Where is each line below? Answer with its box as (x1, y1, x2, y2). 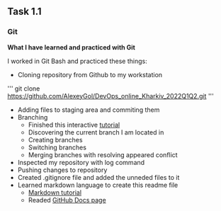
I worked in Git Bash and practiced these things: (7, 57, 147, 65)
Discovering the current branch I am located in (28, 127, 164, 137)
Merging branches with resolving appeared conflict (28, 150, 178, 159)
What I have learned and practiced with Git (7, 42, 136, 52)
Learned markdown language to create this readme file (17, 181, 178, 189)
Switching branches (28, 143, 87, 152)
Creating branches (28, 135, 83, 144)
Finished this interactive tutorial (28, 120, 120, 129)
